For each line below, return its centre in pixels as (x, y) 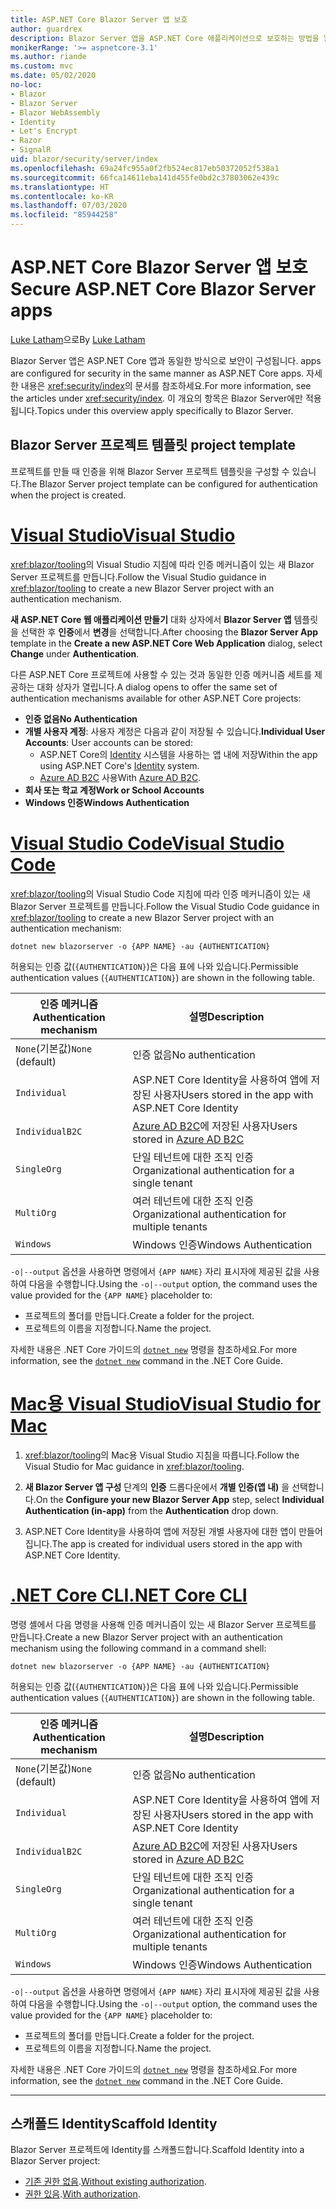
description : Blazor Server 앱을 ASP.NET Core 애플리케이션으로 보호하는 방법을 (165, 38)
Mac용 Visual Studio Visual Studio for (166, 1403)
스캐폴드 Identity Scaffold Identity (114, 2123)
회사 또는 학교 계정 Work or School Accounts (114, 790)
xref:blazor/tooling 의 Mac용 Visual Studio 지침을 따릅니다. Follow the (162, 1455)
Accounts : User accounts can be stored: (108, 742)
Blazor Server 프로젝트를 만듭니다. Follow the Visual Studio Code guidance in (165, 906)
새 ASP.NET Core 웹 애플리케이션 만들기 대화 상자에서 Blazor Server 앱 (151, 619)
